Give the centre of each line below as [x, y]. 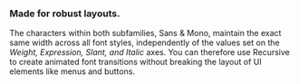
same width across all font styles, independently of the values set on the [145, 42]
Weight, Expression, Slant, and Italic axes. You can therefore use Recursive [149, 52]
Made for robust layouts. [65, 14]
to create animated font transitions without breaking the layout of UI [135, 62]
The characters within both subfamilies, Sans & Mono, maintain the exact [145, 33]
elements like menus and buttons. [72, 71]
